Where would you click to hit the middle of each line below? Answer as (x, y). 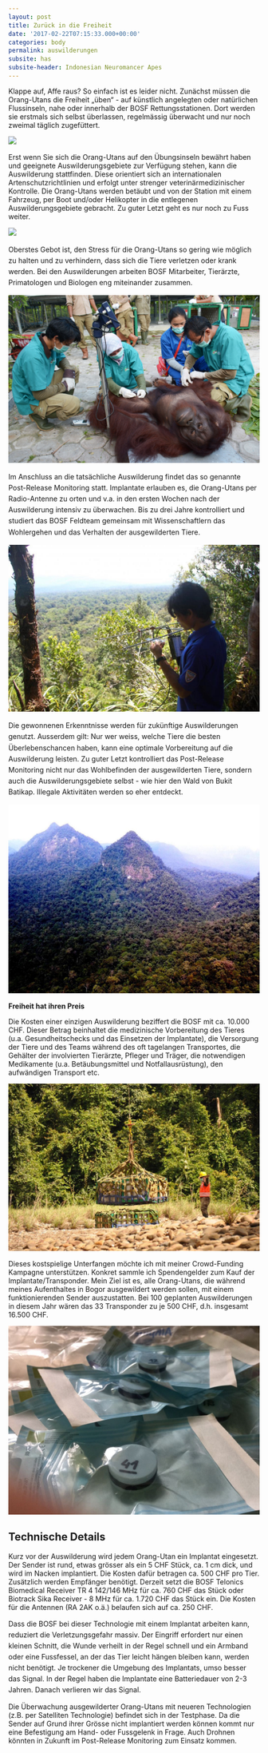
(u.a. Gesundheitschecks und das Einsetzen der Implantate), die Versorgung (134, 1039)
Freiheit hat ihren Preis (47, 1006)
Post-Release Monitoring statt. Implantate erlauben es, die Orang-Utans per (133, 488)
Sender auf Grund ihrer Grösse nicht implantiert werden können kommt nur (132, 1724)
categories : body (37, 42)
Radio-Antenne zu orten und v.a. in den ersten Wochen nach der (114, 499)
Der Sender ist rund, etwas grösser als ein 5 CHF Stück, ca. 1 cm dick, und (130, 1564)
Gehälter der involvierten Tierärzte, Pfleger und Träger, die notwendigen (127, 1055)
